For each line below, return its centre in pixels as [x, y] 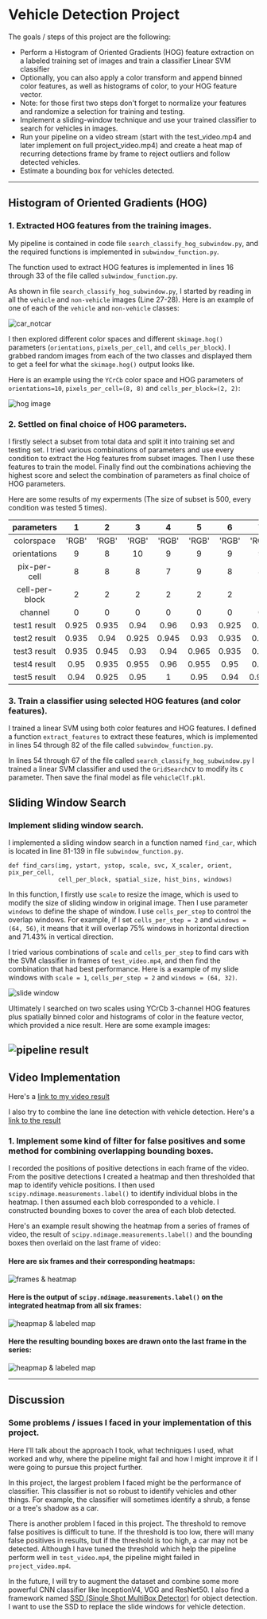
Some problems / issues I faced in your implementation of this [130, 1423]
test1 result [35, 625]
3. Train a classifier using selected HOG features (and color [124, 701]
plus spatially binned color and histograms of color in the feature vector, [126, 1016]
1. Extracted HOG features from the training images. [110, 226]
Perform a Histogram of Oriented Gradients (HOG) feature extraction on [137, 52]
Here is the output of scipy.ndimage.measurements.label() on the [116, 1297]
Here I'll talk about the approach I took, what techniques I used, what [121, 1450]
